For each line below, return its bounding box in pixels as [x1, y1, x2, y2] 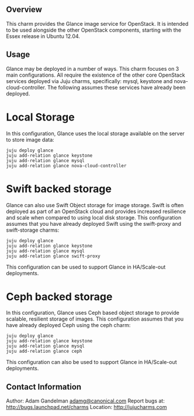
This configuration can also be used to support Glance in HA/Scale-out [6, 359, 177, 366]
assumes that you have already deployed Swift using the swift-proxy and [6, 220, 182, 227]
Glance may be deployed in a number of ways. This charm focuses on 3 [6, 65, 179, 72]
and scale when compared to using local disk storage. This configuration [6, 214, 182, 221]
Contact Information [6, 381, 82, 391]
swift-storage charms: [6, 226, 60, 233]
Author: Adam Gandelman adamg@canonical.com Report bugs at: [6, 397, 165, 404]
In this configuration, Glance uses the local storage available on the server [6, 130, 185, 137]
